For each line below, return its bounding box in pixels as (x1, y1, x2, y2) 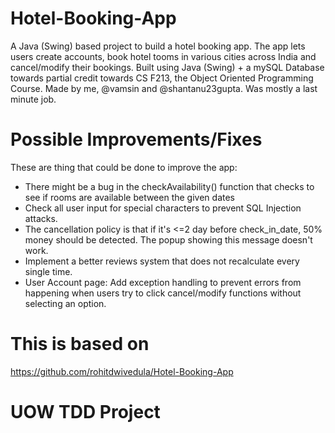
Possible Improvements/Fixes (10, 128, 263, 151)
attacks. (24, 212, 58, 224)
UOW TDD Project (10, 401, 161, 423)
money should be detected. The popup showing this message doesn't (24, 233, 313, 246)
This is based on (10, 333, 150, 356)
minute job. (10, 93, 57, 105)
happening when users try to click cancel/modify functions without (24, 287, 302, 299)
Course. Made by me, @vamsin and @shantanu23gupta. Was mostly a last (10, 82, 318, 94)
